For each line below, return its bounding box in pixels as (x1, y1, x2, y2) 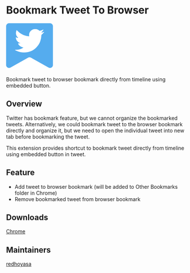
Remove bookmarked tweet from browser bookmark (14, 195, 141, 202)
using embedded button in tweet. (6, 150, 86, 158)
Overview (6, 99, 43, 109)
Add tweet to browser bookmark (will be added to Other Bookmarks (14, 183, 178, 190)
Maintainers (6, 245, 51, 255)
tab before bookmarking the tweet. (6, 133, 90, 140)
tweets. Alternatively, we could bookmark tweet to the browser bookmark (6, 120, 183, 127)
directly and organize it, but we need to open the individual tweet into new (6, 127, 185, 134)
